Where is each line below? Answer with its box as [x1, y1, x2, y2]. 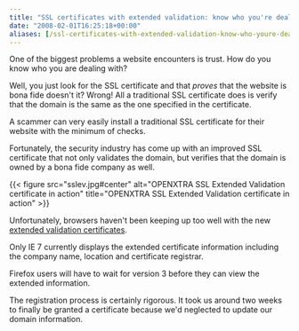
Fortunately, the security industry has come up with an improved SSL [9, 143, 263, 154]
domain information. [9, 314, 83, 325]
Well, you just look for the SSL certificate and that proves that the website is [9, 81, 287, 91]
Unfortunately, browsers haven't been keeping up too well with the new [9, 215, 271, 226]
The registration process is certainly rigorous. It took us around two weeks [9, 295, 283, 306]
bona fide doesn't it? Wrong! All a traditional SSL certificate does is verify [9, 90, 278, 100]
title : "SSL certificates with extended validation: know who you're [9, 12, 273, 22]
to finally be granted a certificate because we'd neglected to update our [9, 304, 273, 315]
